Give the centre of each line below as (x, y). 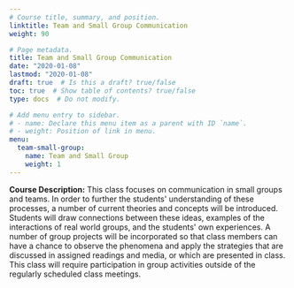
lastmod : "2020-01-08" (51, 75)
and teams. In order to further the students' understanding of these (132, 199)
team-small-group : (51, 148)
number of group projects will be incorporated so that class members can (143, 236)
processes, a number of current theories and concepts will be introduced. (144, 208)
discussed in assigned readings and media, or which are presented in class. (147, 255)
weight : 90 (29, 34)
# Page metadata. (41, 49)
